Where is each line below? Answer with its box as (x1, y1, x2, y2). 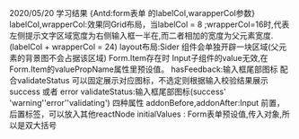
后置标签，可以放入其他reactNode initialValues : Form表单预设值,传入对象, (9, 109, 283, 119)
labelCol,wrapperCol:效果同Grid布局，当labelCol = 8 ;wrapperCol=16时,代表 (9, 19, 290, 30)
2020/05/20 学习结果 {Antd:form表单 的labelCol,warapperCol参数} (9, 8, 256, 18)
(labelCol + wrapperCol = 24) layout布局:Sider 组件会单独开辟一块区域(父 (9, 41, 279, 52)
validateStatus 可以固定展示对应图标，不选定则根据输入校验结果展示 (16, 75, 269, 85)
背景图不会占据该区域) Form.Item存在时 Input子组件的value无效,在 (24, 53, 268, 63)
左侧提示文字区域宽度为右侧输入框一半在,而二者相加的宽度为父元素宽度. (9, 30, 274, 40)
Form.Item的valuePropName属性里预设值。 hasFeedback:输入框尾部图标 (9, 64, 278, 74)
